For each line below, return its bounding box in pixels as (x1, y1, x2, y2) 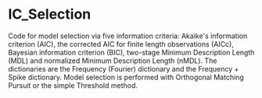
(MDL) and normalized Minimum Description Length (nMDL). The (8, 56, 217, 65)
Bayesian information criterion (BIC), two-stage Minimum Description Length (8, 47, 255, 57)
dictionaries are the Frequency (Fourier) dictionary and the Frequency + (8, 64, 239, 73)
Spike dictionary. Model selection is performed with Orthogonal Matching (8, 72, 244, 82)
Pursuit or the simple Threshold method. (8, 80, 138, 90)
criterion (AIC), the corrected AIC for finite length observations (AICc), (8, 39, 235, 48)
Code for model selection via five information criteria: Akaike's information (8, 31, 248, 40)
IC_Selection (8, 5, 92, 23)
